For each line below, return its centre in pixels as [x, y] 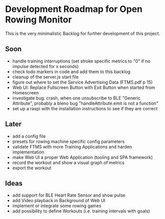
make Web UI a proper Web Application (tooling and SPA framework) [82, 157]
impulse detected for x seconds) [45, 66]
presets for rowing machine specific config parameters [68, 141]
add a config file [29, 136]
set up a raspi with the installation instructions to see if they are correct [85, 108]
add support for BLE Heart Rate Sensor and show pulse [69, 195]
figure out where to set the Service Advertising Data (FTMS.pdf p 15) [82, 82]
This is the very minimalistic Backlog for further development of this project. [82, 33]
